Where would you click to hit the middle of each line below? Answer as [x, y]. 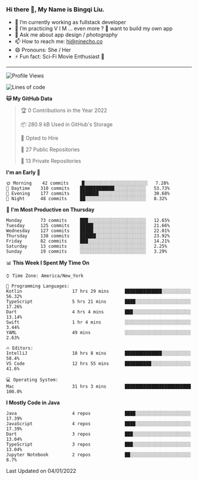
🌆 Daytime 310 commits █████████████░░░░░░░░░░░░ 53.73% [88, 188]
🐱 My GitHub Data [29, 99]
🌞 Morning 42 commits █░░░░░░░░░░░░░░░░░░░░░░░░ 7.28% [88, 183]
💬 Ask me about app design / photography [66, 35]
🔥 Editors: [20, 348]
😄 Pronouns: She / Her [43, 50]
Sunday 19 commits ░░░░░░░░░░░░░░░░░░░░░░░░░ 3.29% [87, 252]
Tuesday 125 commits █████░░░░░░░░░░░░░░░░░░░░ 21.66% [88, 226]
